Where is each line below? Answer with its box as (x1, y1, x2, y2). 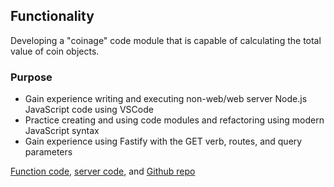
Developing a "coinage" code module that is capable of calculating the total (10, 34, 322, 46)
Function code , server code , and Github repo (10, 165, 196, 178)
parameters (24, 146, 73, 158)
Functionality (10, 8, 95, 25)
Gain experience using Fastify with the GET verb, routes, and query (24, 135, 303, 148)
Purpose (10, 70, 53, 84)
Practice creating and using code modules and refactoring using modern (24, 114, 325, 126)
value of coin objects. (10, 45, 100, 57)
